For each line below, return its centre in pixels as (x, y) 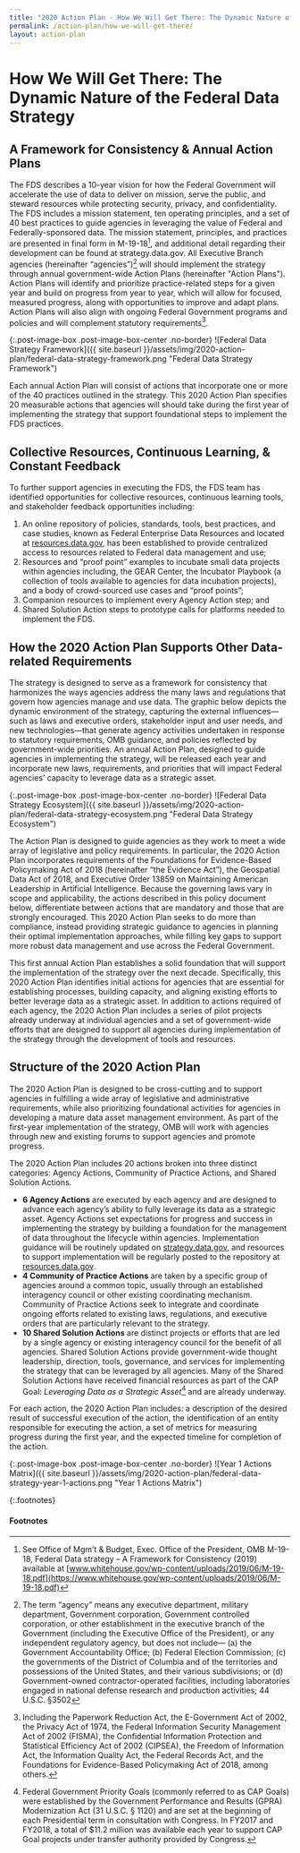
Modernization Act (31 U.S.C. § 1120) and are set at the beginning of (146, 1810)
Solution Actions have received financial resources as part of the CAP (150, 1380)
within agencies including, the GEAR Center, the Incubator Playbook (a (151, 572)
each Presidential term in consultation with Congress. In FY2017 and (148, 1820)
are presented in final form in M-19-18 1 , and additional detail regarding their (147, 243)
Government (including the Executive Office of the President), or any (148, 1633)
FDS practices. (37, 424)
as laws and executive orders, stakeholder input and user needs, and (156, 721)
